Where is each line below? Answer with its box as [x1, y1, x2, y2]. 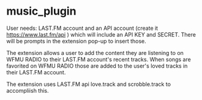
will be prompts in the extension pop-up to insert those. [6, 37, 147, 45]
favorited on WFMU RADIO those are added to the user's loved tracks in [6, 62, 188, 70]
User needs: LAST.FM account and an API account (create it [6, 24, 158, 32]
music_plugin [6, 4, 77, 18]
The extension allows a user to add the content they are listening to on [6, 49, 184, 56]
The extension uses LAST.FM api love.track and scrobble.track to [6, 80, 171, 88]
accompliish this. [6, 87, 49, 94]
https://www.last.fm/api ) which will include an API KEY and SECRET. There [6, 30, 196, 38]
